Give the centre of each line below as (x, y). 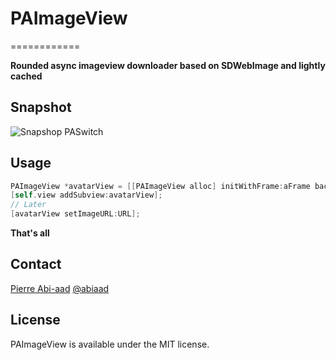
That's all (30, 233)
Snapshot (41, 107)
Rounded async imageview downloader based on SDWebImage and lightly (168, 65)
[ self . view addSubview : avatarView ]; (86, 195)
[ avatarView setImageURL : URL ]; (75, 214)
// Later (28, 205)
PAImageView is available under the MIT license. (110, 344)
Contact (36, 264)
